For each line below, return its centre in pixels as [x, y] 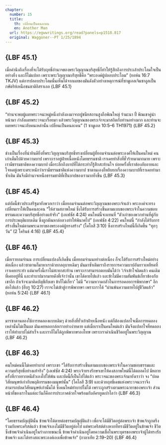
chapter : [14, 10]
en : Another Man [31, 28]
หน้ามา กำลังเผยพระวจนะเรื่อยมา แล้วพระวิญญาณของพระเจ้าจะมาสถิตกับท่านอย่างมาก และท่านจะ [83, 120]
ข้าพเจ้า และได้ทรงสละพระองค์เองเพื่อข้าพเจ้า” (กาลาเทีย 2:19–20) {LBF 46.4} [71, 438]
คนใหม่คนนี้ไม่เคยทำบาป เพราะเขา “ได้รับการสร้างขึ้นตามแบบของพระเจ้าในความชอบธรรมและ [80, 365]
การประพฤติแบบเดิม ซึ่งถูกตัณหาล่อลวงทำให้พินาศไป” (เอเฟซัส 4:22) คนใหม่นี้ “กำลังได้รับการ [83, 220]
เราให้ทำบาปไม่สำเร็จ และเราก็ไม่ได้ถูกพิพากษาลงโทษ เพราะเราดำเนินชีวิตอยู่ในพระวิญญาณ [78, 332]
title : [16, 19]
